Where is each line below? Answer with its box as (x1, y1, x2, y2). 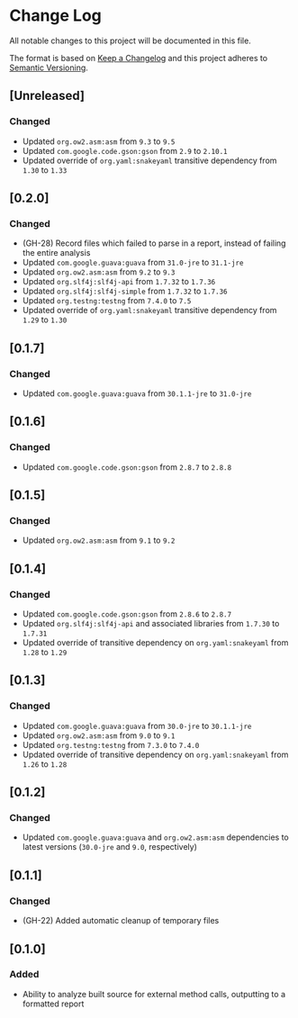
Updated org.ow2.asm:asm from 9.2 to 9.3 (22, 266, 176, 277)
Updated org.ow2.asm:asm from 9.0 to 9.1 (22, 730, 176, 741)
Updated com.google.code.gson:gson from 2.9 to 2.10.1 (22, 145, 228, 156)
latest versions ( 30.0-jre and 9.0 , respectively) (22, 842, 198, 852)
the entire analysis (22, 248, 91, 258)
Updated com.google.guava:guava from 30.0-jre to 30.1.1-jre (22, 720, 252, 731)
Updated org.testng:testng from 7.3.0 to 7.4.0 (22, 739, 200, 750)
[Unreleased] (9, 88, 86, 104)
